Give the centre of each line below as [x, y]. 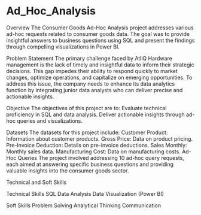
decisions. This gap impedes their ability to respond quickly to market [92, 71]
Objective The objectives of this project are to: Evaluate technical [86, 108]
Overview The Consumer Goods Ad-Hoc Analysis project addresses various [100, 28]
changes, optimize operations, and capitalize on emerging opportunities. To [99, 77]
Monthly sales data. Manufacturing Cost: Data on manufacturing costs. [93, 152]
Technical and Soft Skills [36, 182]
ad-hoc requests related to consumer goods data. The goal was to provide [98, 34]
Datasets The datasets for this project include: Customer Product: [87, 132]
